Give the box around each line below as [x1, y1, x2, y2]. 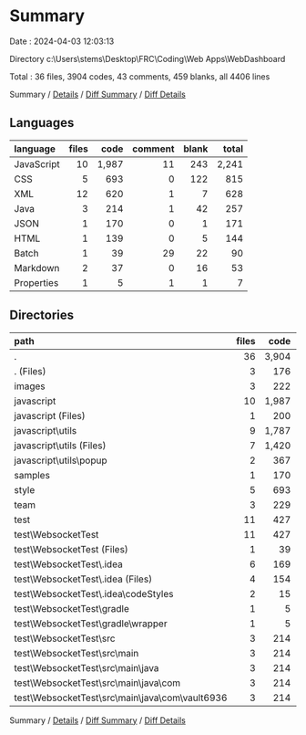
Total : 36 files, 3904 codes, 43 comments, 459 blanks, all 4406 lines [9, 70, 270, 82]
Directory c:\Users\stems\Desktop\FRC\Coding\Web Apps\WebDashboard [9, 53, 286, 64]
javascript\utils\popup [14, 454, 107, 467]
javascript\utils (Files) [14, 439, 107, 452]
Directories [9, 308, 75, 323]
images [14, 380, 46, 393]
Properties [14, 276, 59, 289]
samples [14, 468, 50, 481]
